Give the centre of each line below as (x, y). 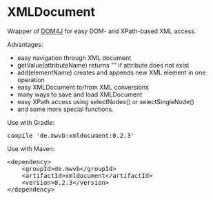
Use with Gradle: (31, 122)
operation (31, 79)
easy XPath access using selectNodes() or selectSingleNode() (105, 101)
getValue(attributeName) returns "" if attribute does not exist (103, 65)
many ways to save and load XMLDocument (80, 94)
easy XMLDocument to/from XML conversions (83, 87)
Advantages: (25, 44)
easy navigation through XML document (74, 58)
